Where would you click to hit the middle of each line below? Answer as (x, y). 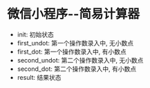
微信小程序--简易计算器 (74, 14)
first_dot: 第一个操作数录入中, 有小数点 (72, 52)
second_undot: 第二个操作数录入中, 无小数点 (80, 60)
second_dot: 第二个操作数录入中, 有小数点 (77, 69)
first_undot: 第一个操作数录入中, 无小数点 (75, 43)
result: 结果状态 (39, 77)
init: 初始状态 (35, 34)
